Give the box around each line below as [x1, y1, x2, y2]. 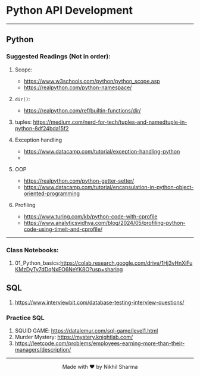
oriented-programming [23, 190, 80, 197]
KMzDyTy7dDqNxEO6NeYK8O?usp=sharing [14, 265, 123, 272]
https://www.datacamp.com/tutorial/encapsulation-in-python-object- [23, 183, 194, 190]
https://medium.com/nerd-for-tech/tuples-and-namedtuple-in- [33, 118, 187, 126]
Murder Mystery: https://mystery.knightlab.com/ [14, 334, 133, 341]
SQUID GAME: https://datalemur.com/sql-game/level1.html [14, 327, 158, 334]
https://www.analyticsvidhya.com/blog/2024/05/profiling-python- [23, 219, 186, 226]
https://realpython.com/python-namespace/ [23, 84, 132, 91]
